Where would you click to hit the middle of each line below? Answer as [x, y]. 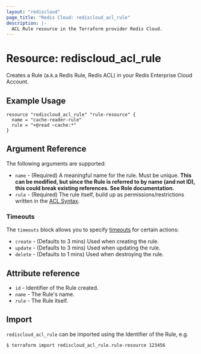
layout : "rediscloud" [33, 12]
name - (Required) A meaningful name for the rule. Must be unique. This [103, 175]
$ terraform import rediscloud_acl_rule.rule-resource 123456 [86, 345]
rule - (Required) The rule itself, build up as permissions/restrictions [100, 195]
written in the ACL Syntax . [47, 201]
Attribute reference [43, 273]
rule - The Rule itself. [42, 300]
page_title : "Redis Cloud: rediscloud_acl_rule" [68, 18]
